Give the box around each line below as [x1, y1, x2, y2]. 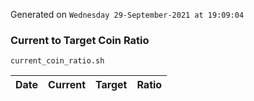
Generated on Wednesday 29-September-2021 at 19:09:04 [10, 9, 245, 20]
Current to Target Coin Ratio [10, 33, 150, 47]
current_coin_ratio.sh [10, 56, 105, 66]
